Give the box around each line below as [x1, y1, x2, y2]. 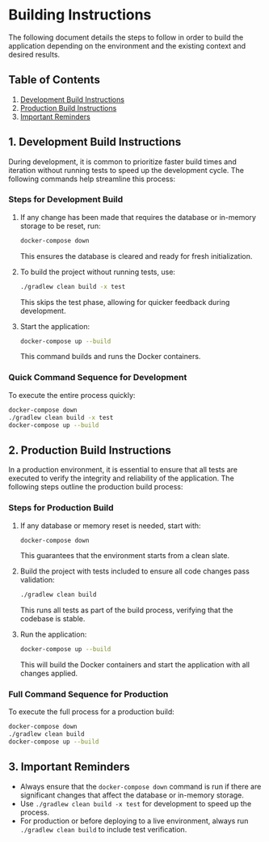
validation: [19, 575, 55, 585]
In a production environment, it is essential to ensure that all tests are [8, 465, 238, 475]
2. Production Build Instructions [8, 443, 172, 457]
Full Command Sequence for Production [8, 689, 169, 700]
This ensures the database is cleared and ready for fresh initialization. [19, 251, 253, 260]
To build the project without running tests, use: [19, 267, 176, 277]
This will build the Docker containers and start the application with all [19, 660, 250, 670]
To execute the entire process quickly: [8, 390, 136, 400]
